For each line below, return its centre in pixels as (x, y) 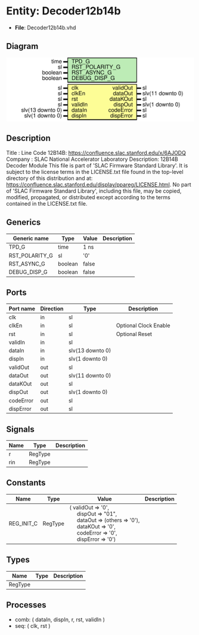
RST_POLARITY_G (31, 255)
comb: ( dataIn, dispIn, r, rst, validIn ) (60, 619)
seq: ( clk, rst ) (32, 625)
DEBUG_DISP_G (28, 272)
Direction (52, 309)
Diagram (22, 46)
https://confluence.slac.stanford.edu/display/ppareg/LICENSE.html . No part (99, 184)
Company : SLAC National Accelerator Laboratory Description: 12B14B (92, 159)
